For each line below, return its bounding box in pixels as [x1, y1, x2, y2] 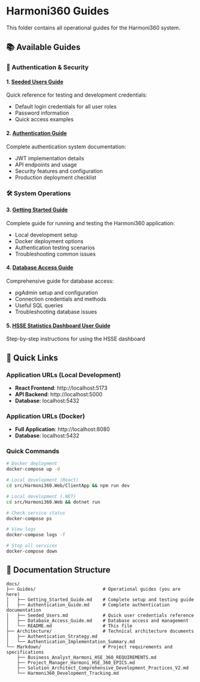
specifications [6, 649, 44, 655]
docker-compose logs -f [6, 532, 66, 538]
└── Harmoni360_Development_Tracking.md [17, 670, 119, 676]
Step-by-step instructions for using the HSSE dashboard [6, 335, 146, 343]
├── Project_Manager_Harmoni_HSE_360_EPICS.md [17, 659, 135, 666]
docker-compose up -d [6, 466, 60, 472]
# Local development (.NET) [6, 493, 77, 499]
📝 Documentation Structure [6, 565, 111, 575]
